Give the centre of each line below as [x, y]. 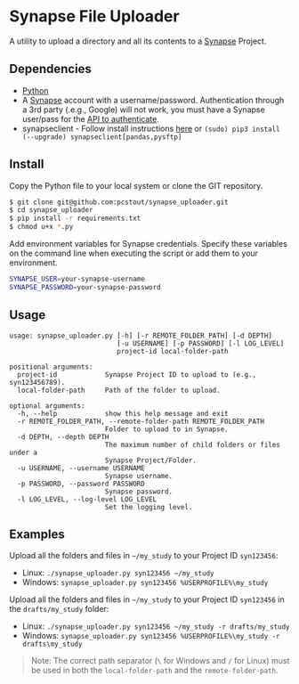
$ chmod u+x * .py [41, 227]
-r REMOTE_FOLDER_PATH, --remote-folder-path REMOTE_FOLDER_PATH [141, 421]
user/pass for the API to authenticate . [91, 118]
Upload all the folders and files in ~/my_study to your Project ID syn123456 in [147, 599]
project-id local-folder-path [173, 351]
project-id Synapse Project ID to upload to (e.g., [137, 375]
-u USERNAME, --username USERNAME [81, 468]
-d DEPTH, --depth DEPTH [63, 437]
